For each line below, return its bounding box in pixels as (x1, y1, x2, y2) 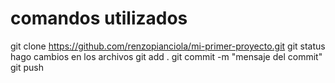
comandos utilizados (10, 7, 188, 30)
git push (10, 61, 45, 73)
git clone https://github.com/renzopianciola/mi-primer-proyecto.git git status (10, 40, 326, 52)
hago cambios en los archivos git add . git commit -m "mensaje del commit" (10, 50, 323, 62)
